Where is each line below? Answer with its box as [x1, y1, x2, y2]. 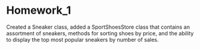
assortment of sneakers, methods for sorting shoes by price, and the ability [6, 29, 194, 36]
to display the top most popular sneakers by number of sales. [6, 36, 159, 43]
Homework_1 [6, 4, 71, 17]
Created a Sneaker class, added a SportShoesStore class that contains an [6, 23, 190, 30]
